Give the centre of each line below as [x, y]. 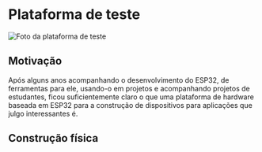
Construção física [53, 138]
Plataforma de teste [74, 15]
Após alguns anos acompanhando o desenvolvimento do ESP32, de [119, 80]
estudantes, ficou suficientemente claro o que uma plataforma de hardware [131, 97]
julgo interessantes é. [43, 113]
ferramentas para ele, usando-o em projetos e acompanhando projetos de [129, 88]
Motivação [35, 61]
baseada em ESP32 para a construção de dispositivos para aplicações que [131, 105]
